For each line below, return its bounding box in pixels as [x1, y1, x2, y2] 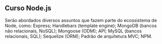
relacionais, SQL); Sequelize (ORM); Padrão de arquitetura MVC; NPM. [5, 33, 152, 39]
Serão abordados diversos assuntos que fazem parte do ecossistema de [5, 17, 157, 23]
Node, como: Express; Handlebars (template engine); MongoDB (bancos [5, 22, 157, 28]
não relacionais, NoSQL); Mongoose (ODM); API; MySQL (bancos [5, 27, 142, 34]
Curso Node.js [5, 4, 51, 12]
